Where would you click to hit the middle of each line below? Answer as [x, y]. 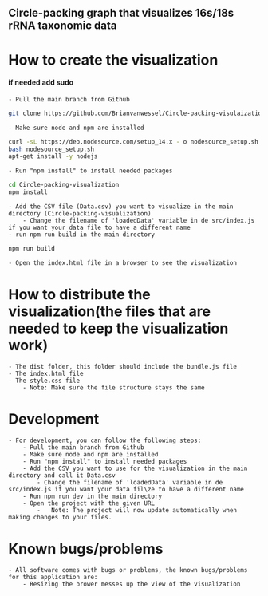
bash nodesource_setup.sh [51, 149]
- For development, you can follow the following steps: [105, 440]
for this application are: [53, 577]
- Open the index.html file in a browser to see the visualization [123, 262]
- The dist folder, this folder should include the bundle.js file [123, 366]
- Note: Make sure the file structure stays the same [114, 387]
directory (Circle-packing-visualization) [80, 214]
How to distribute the [80, 295]
